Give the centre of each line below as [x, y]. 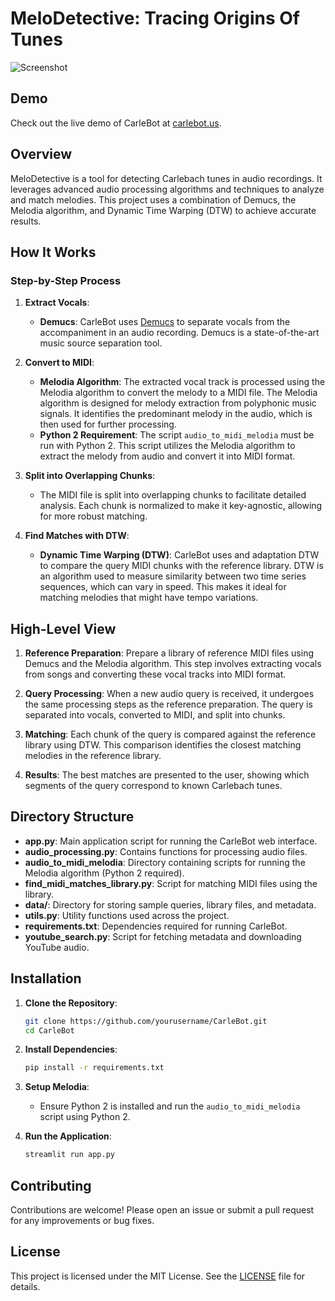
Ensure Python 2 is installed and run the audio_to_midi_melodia [170, 1106]
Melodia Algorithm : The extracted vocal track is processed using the [182, 382]
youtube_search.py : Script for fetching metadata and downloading [163, 936]
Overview [41, 154]
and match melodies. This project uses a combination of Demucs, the [153, 199]
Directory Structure [72, 817]
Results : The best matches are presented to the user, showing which [167, 775]
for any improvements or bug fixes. [82, 1220]
